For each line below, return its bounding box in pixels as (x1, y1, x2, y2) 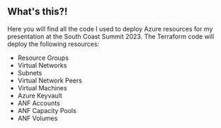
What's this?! (7, 6, 68, 18)
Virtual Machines (17, 83, 67, 92)
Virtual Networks (17, 60, 67, 70)
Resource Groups (17, 53, 69, 62)
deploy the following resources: (7, 39, 100, 48)
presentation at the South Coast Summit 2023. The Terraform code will (7, 32, 215, 41)
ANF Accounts (17, 99, 60, 107)
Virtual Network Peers (17, 76, 83, 85)
